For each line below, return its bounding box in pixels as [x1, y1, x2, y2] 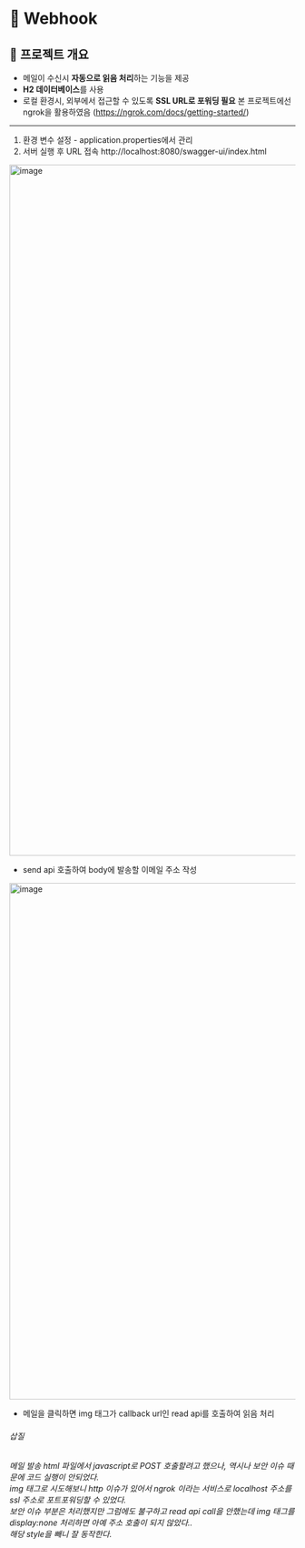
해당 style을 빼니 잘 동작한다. [9, 1529, 113, 1540]
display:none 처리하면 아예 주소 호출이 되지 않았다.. [9, 1517, 193, 1528]
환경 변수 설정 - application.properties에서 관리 [22, 135, 193, 145]
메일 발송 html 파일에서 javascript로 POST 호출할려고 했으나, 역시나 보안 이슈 [9, 1461, 284, 1472]
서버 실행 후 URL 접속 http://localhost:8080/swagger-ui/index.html [22, 146, 268, 157]
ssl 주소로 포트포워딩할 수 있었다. [9, 1494, 127, 1505]
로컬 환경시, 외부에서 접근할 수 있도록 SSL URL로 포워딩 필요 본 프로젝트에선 [22, 96, 292, 106]
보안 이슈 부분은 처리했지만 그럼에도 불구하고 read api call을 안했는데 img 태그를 [9, 1506, 295, 1517]
